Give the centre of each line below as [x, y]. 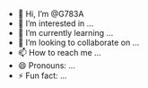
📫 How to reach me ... [59, 53]
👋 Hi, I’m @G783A [51, 14]
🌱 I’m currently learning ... [65, 33]
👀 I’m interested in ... [56, 23]
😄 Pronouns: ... [47, 66]
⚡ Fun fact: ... [42, 75]
